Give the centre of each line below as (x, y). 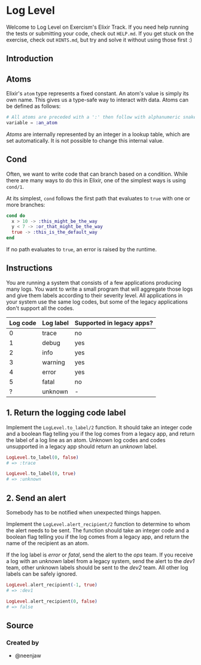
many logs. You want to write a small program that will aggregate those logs (100, 289)
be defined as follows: (33, 106)
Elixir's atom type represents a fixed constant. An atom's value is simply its (98, 94)
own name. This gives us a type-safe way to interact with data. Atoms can (98, 100)
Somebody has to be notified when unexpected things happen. (84, 513)
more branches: (26, 204)
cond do (16, 216)
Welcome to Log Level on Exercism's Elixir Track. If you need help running (98, 27)
